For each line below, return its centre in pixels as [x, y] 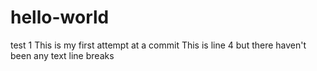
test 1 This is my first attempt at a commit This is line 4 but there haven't [158, 45]
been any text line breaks [62, 55]
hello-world [60, 17]
